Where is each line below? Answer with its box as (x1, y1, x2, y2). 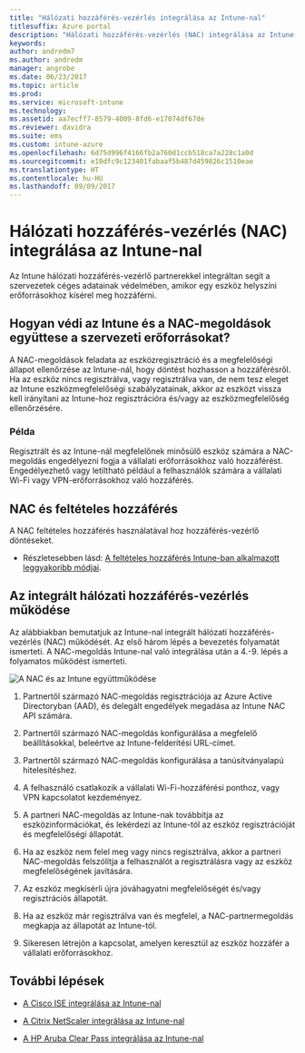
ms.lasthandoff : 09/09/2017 (9, 182, 116, 192)
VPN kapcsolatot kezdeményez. (22, 792, 143, 802)
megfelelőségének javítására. (22, 865, 133, 876)
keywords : (9, 38, 47, 48)
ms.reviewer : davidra (9, 123, 92, 133)
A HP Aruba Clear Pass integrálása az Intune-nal (22, 1032, 204, 1044)
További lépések (9, 973, 104, 989)
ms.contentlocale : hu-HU (9, 173, 103, 182)
